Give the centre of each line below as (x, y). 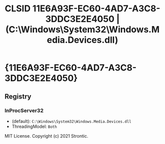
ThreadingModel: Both (34, 126)
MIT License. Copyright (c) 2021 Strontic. (46, 136)
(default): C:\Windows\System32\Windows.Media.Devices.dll (71, 121)
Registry (18, 96)
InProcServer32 (24, 110)
